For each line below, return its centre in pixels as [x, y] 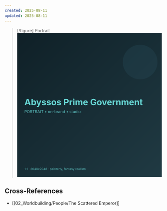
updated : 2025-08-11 [26, 16]
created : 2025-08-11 [26, 10]
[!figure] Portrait [33, 30]
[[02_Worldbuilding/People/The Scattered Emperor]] [66, 203]
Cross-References [34, 191]
